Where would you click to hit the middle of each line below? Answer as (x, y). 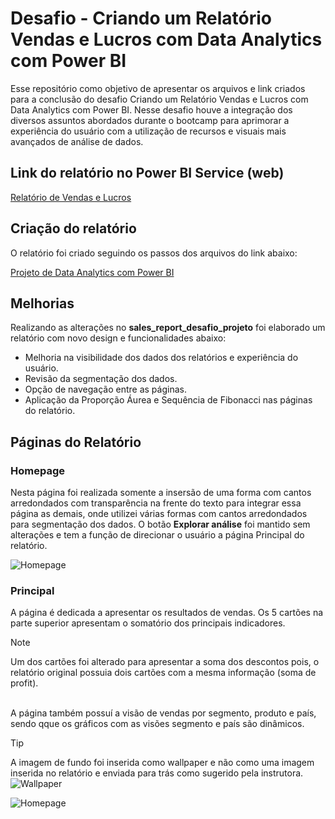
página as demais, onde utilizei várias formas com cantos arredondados (159, 514)
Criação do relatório (73, 228)
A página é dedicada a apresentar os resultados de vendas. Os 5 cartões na (167, 613)
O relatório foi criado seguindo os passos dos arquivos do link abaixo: (154, 253)
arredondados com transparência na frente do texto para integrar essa (156, 503)
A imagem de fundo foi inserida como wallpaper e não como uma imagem (162, 763)
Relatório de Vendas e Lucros (71, 197)
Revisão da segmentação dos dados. (101, 379)
